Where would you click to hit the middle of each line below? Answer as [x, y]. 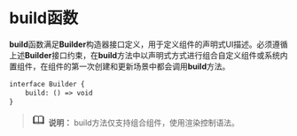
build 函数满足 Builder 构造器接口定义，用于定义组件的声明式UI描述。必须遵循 [148, 44]
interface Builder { [47, 84]
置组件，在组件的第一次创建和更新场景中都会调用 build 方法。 [120, 66]
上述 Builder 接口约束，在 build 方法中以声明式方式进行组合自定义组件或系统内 [148, 55]
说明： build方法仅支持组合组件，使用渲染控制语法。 [144, 122]
